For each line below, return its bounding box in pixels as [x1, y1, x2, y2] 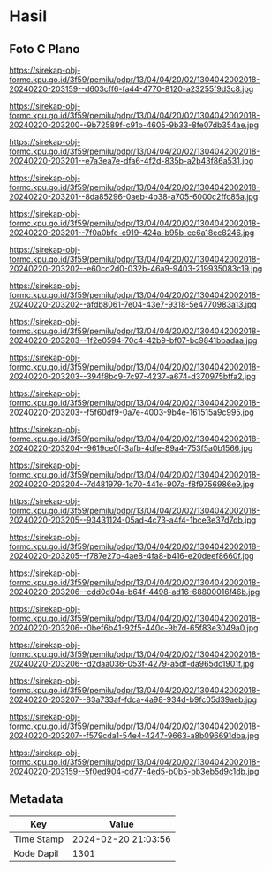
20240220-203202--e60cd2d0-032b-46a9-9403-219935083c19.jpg [9, 264, 263, 273]
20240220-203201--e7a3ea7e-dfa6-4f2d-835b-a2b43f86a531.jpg [9, 156, 254, 165]
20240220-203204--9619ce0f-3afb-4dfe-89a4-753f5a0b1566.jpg [9, 443, 253, 453]
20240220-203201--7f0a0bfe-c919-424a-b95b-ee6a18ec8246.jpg [9, 227, 255, 238]
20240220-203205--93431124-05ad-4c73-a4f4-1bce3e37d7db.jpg [9, 515, 257, 525]
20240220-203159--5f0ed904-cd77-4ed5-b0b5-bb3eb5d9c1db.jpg [9, 767, 260, 776]
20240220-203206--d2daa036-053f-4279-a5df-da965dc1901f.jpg [9, 659, 254, 669]
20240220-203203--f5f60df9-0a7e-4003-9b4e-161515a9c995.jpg [9, 407, 254, 417]
